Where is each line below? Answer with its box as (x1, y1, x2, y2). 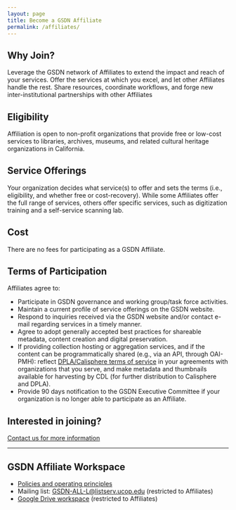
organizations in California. (7, 145, 85, 153)
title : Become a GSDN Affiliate (7, 17, 102, 24)
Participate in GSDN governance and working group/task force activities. (17, 298, 228, 306)
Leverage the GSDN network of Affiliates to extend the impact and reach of (7, 68, 225, 77)
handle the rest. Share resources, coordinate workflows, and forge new (7, 83, 214, 91)
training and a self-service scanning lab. (7, 205, 124, 215)
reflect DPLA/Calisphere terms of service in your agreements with (37, 357, 228, 366)
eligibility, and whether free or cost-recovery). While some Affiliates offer (7, 191, 219, 199)
